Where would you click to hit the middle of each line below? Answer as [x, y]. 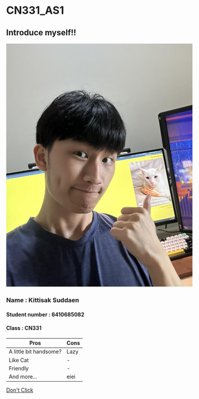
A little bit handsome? [35, 352]
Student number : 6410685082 [45, 314]
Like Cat [19, 360]
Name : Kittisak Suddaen [43, 300]
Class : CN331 [24, 328]
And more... [23, 377]
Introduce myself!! [41, 33]
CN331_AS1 [35, 10]
